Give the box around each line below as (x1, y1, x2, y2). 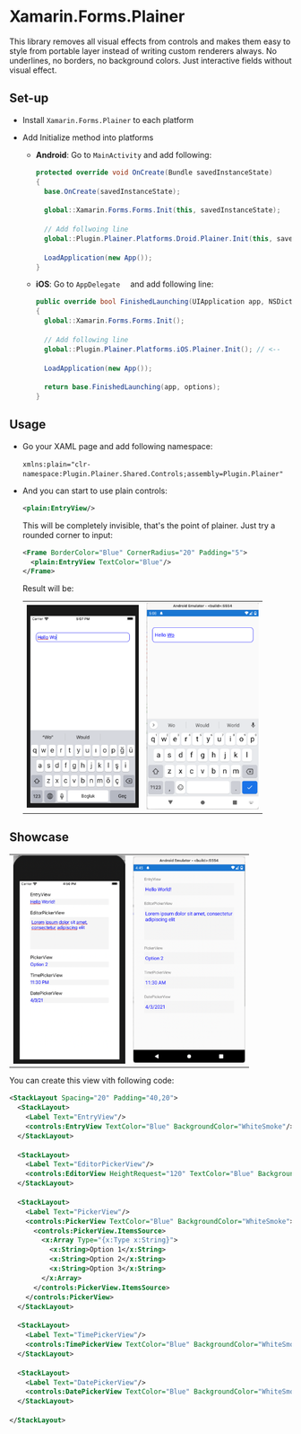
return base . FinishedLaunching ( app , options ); (43, 383, 221, 392)
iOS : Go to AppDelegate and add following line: (35, 279, 214, 289)
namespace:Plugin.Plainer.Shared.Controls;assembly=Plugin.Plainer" (21, 469, 284, 478)
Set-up (9, 91, 49, 106)
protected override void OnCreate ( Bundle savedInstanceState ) (35, 168, 273, 177)
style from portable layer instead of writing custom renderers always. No (9, 45, 278, 56)
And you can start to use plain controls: (21, 485, 168, 496)
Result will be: (21, 583, 74, 594)
